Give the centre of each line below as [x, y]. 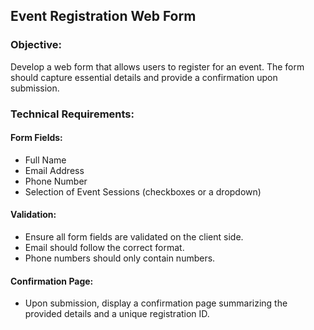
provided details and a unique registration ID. [117, 314]
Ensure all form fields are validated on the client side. [134, 237]
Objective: [36, 45]
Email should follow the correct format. [104, 248]
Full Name [45, 160]
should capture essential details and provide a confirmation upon [144, 77]
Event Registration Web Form [103, 16]
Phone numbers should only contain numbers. [120, 258]
